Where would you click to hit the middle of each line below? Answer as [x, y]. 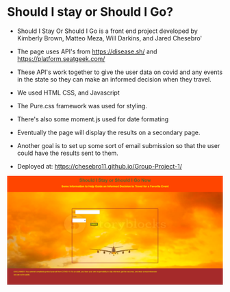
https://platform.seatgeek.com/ [61, 58]
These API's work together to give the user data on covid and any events [120, 72]
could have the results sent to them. [67, 153]
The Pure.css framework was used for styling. [82, 106]
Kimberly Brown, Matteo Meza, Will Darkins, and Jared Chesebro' [110, 38]
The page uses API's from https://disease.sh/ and [87, 51]
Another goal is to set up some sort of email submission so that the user [118, 145]
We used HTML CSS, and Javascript [68, 93]
